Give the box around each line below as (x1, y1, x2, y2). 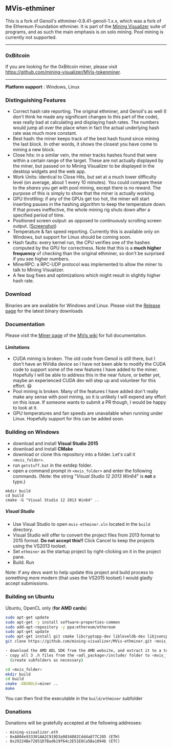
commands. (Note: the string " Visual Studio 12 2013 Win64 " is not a (12, 473, 156, 479)
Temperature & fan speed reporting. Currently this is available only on (12, 228, 160, 235)
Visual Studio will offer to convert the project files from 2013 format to (12, 532, 160, 538)
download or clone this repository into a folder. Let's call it (12, 451, 136, 457)
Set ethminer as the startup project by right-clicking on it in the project (12, 548, 161, 555)
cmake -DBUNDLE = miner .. (5, 681, 58, 686)
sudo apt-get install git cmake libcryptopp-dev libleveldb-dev (5, 634, 145, 639)
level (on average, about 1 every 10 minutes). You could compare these (12, 180, 162, 186)
